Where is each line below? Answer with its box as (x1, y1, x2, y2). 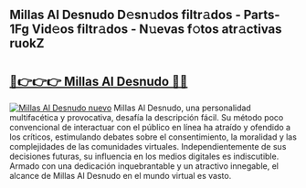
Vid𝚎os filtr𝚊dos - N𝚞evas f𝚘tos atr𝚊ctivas (31, 22, 282, 37)
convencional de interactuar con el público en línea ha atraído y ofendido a (9, 122, 290, 132)
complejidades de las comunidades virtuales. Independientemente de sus (9, 141, 287, 151)
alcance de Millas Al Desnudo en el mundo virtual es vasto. (9, 171, 232, 181)
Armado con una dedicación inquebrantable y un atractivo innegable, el (9, 161, 279, 172)
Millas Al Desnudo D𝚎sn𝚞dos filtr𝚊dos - (9, 7, 241, 23)
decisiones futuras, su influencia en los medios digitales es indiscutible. (9, 151, 280, 162)
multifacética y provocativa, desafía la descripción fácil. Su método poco (9, 112, 284, 122)
